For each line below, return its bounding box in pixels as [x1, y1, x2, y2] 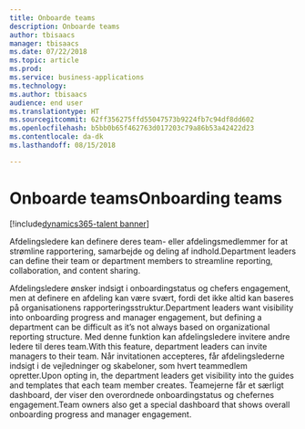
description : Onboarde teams [9, 22, 120, 31]
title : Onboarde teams [9, 13, 96, 23]
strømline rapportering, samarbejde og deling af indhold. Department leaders [9, 246, 297, 256]
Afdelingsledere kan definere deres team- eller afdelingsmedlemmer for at [9, 235, 289, 246]
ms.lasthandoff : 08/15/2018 [9, 141, 117, 150]
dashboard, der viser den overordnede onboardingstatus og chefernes [9, 389, 275, 400]
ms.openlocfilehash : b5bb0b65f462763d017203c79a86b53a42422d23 [9, 124, 255, 133]
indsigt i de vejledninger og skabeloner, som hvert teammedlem [9, 360, 248, 371]
